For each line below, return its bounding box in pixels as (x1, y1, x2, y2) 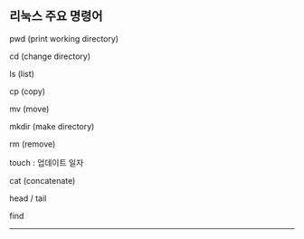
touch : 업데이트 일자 (9, 157, 84, 167)
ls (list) (9, 68, 34, 79)
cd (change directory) (9, 51, 91, 62)
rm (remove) (9, 139, 56, 149)
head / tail (9, 193, 47, 204)
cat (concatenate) (9, 175, 76, 186)
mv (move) (9, 103, 50, 114)
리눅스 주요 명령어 (9, 8, 103, 24)
